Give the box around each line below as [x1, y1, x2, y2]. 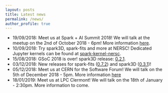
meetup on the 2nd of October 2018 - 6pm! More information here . [12, 40, 150, 46]
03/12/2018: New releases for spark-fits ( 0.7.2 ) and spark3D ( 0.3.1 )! [12, 61, 151, 67]
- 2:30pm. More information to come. [12, 83, 89, 89]
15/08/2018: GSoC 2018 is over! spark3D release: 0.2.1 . [12, 56, 126, 62]
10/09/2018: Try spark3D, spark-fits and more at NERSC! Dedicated [12, 45, 152, 51]
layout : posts [5, 7, 35, 12]
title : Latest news [5, 12, 46, 17]
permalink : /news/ [5, 16, 44, 21]
